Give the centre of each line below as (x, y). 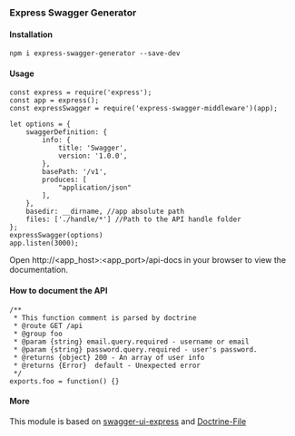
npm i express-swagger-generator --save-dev (95, 53)
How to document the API (59, 290)
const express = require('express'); (81, 92)
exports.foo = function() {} (64, 381)
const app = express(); (54, 101)
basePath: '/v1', (74, 172)
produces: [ (65, 180)
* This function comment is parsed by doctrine (105, 318)
